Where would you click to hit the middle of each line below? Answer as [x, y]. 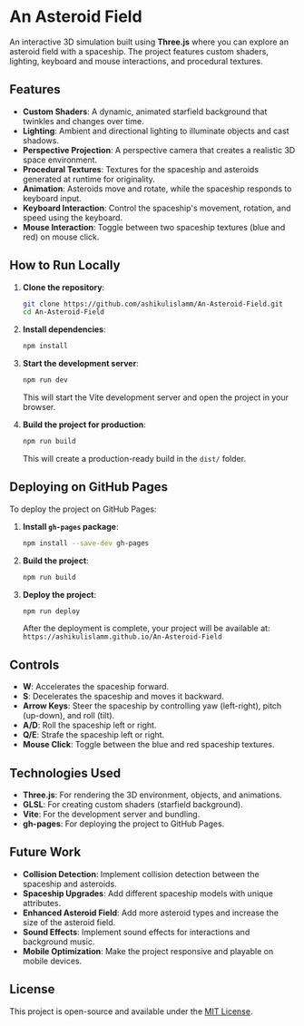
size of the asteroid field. [69, 922]
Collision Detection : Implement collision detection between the [141, 874]
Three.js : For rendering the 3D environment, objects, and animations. [152, 795]
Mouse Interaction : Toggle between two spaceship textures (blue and [154, 227]
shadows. [40, 140]
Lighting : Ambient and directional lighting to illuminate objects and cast [156, 131]
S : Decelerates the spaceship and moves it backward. [123, 697]
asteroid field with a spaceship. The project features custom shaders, [139, 51]
